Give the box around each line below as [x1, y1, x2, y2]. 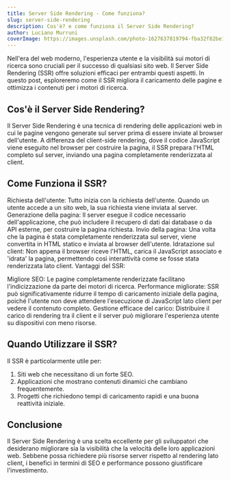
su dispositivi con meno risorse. [7, 318, 97, 326]
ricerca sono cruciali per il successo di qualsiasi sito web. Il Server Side [7, 62, 209, 70]
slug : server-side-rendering [7, 16, 90, 23]
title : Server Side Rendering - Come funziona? [7, 10, 146, 17]
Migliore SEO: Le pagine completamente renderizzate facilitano [7, 275, 186, 283]
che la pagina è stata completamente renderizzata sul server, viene [7, 232, 196, 241]
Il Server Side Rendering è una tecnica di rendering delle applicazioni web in [7, 121, 222, 130]
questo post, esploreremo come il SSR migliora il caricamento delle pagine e [7, 76, 222, 84]
